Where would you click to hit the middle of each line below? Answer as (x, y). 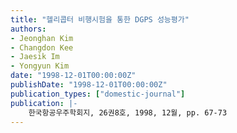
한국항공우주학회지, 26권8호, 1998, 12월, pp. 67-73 (128, 112)
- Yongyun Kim (40, 66)
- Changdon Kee (42, 47)
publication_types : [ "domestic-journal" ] (98, 94)
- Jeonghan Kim (42, 38)
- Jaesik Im (35, 57)
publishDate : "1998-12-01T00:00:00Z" (89, 85)
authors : (28, 29)
